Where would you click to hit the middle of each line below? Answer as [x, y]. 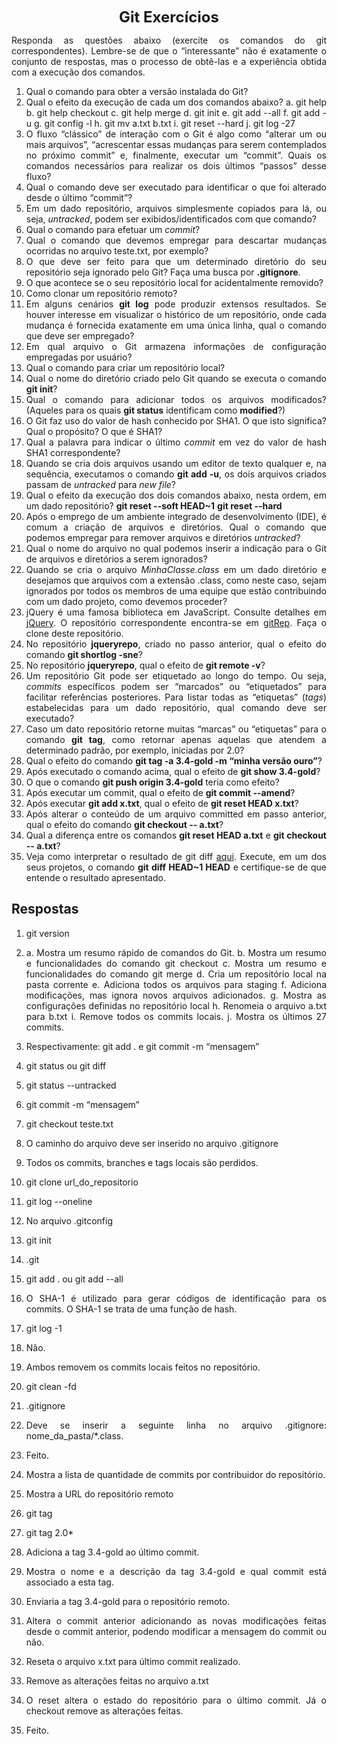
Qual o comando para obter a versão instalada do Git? [137, 91]
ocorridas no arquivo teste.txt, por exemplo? [117, 251]
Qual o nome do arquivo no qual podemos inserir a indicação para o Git [176, 548]
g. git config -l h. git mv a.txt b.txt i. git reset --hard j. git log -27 [165, 123]
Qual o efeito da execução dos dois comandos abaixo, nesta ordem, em [176, 495]
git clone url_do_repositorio [82, 1182]
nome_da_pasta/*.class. [74, 1435]
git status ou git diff [66, 1065]
